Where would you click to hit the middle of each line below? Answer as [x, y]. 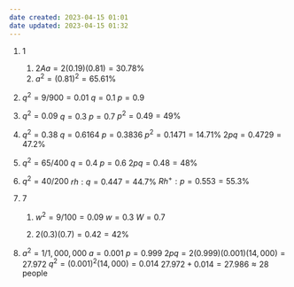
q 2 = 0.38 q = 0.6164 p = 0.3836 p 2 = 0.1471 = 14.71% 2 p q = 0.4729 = [151, 134]
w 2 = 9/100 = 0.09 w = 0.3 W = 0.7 [100, 216]
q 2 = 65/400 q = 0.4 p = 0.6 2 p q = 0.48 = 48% [110, 162]
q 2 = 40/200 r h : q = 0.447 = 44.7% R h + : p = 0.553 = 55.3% [135, 181]
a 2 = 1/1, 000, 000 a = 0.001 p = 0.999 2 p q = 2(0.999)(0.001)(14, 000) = [154, 252]
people [35, 273]
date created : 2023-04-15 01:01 [69, 17]
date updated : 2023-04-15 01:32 [69, 26]
